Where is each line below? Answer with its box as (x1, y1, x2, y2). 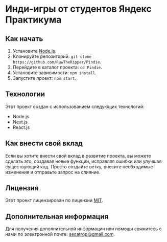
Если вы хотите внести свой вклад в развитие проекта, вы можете (5, 152, 152, 159)
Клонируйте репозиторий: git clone (12, 53, 92, 59)
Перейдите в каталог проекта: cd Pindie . (12, 64, 102, 70)
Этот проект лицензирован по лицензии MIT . (5, 197, 103, 204)
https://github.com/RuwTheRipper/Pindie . (12, 59, 101, 64)
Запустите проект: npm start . (12, 75, 77, 81)
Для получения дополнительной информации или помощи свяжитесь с (5, 226, 162, 232)
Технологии (5, 90, 45, 99)
